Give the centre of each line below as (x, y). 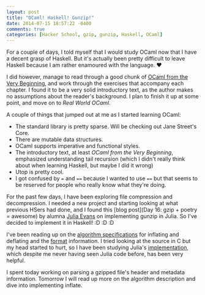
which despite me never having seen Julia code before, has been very (95, 254)
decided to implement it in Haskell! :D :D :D (60, 223)
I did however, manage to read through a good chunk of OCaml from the (97, 77)
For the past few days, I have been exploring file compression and (90, 197)
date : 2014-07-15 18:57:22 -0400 (49, 23)
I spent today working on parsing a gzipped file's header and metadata (96, 272)
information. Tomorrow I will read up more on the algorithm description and (101, 279)
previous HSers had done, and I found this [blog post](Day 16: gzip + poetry (102, 210)
